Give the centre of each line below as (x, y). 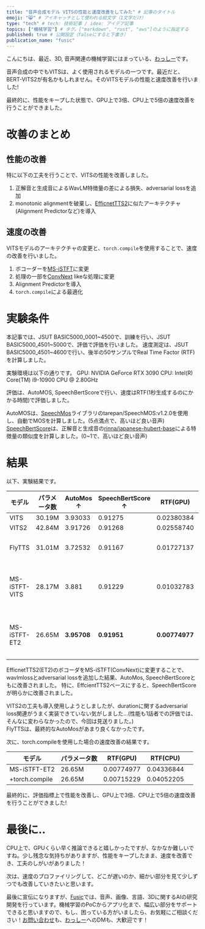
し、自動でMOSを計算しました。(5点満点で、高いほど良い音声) (85, 421)
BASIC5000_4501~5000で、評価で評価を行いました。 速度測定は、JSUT (98, 344)
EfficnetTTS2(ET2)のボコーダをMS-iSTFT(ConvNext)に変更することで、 (97, 670)
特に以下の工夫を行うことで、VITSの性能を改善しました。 (79, 175)
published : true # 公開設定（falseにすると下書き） (67, 35)
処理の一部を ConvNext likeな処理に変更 (65, 276)
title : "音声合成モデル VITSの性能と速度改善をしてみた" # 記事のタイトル (91, 12)
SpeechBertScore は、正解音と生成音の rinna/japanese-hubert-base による (99, 428)
